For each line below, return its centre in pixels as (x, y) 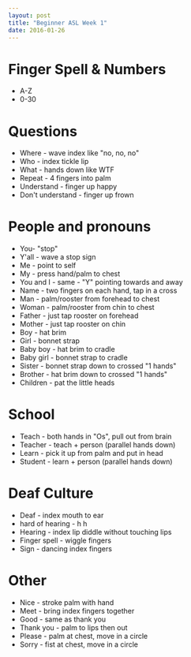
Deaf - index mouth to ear (62, 515)
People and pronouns (80, 227)
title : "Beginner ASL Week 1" (58, 23)
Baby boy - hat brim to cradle (67, 349)
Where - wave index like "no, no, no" (79, 153)
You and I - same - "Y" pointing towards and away (101, 282)
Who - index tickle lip (54, 162)
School (32, 414)
